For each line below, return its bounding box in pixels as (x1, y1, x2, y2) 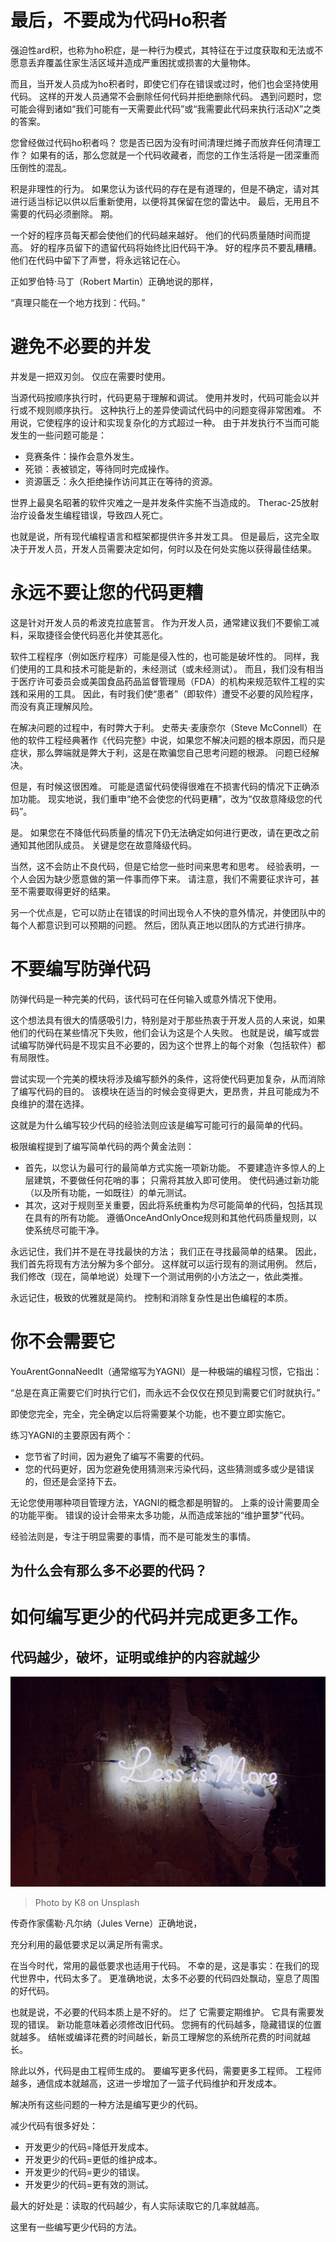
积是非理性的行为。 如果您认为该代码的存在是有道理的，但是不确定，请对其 (10, 182, 320, 195)
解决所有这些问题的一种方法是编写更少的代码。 (10, 2099, 203, 2111)
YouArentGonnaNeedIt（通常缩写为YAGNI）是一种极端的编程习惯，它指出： (10, 1365, 323, 1377)
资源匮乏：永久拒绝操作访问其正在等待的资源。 (24, 475, 218, 487)
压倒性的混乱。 (10, 161, 72, 173)
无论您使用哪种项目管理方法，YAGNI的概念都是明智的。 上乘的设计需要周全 (10, 1496, 320, 1508)
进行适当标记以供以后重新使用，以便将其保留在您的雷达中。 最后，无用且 (10, 195, 311, 207)
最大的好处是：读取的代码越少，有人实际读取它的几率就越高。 (10, 2200, 265, 2212)
